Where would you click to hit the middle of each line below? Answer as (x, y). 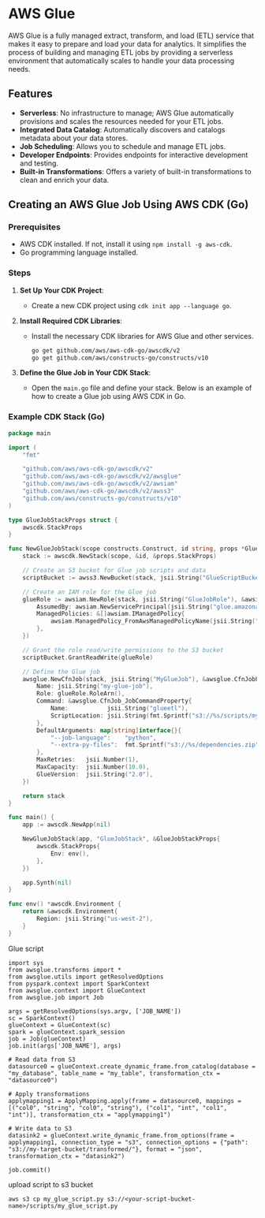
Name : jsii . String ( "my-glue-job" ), (95, 687)
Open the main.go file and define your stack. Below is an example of (142, 388)
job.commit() (30, 1170)
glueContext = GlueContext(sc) (60, 1025)
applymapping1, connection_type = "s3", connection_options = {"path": (128, 1142)
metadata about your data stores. (74, 138)
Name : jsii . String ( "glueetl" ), (119, 709)
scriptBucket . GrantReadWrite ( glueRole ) (88, 657)
